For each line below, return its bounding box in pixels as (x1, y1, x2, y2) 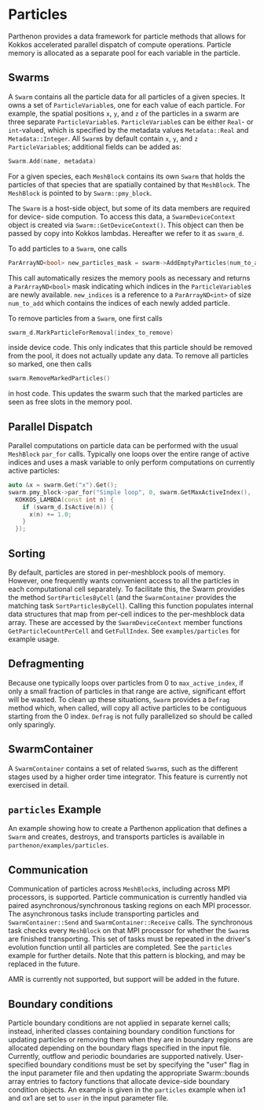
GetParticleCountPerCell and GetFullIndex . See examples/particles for (8, 627, 240, 635)
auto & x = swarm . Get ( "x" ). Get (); (8, 481, 118, 489)
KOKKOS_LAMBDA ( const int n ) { (15, 495, 114, 504)
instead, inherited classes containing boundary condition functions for (8, 1027, 236, 1036)
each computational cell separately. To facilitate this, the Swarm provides (8, 584, 245, 594)
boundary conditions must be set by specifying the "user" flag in (39, 1060, 250, 1070)
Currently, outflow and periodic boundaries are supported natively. (8, 1052, 224, 1061)
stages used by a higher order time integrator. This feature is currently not (8, 772, 248, 781)
